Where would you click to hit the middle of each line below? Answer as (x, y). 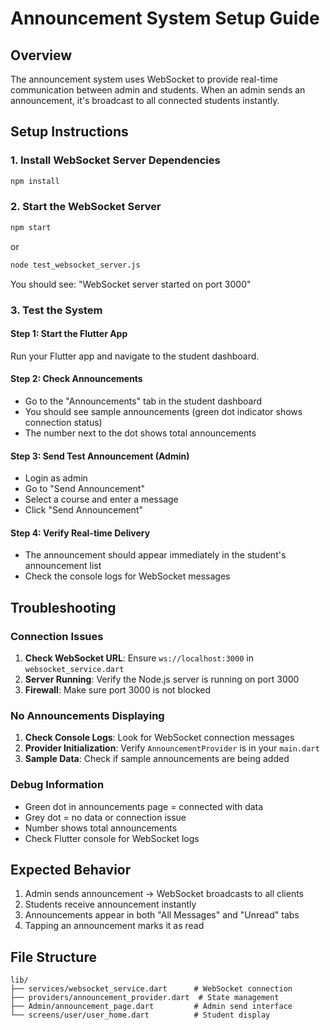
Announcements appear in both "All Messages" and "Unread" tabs (162, 915)
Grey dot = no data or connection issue (105, 817)
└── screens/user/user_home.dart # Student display (140, 1015)
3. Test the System (56, 310)
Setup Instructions (69, 132)
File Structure (53, 957)
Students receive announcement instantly (110, 904)
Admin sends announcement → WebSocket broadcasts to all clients (164, 894)
